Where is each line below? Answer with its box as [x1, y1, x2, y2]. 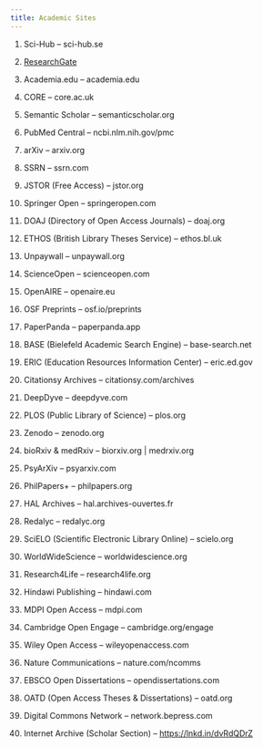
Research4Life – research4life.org [23, 568, 151, 579]
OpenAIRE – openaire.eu [23, 286, 116, 296]
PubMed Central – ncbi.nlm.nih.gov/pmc [23, 127, 175, 138]
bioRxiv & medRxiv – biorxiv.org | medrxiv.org [23, 444, 195, 456]
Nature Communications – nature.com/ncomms [23, 657, 201, 668]
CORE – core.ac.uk [23, 91, 95, 102]
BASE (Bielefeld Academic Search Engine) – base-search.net [23, 338, 252, 349]
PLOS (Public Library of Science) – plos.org [23, 410, 186, 421]
